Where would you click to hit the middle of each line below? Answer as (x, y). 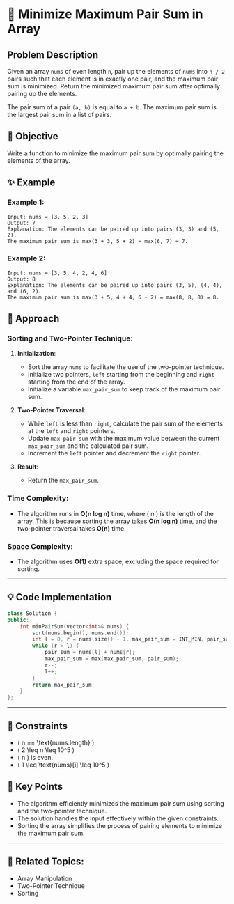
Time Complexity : (38, 499)
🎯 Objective (33, 136)
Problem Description (53, 55)
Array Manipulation (45, 878)
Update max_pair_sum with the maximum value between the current (124, 439)
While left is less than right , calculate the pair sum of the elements (125, 423)
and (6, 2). (24, 291)
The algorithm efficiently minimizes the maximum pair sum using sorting (121, 803)
